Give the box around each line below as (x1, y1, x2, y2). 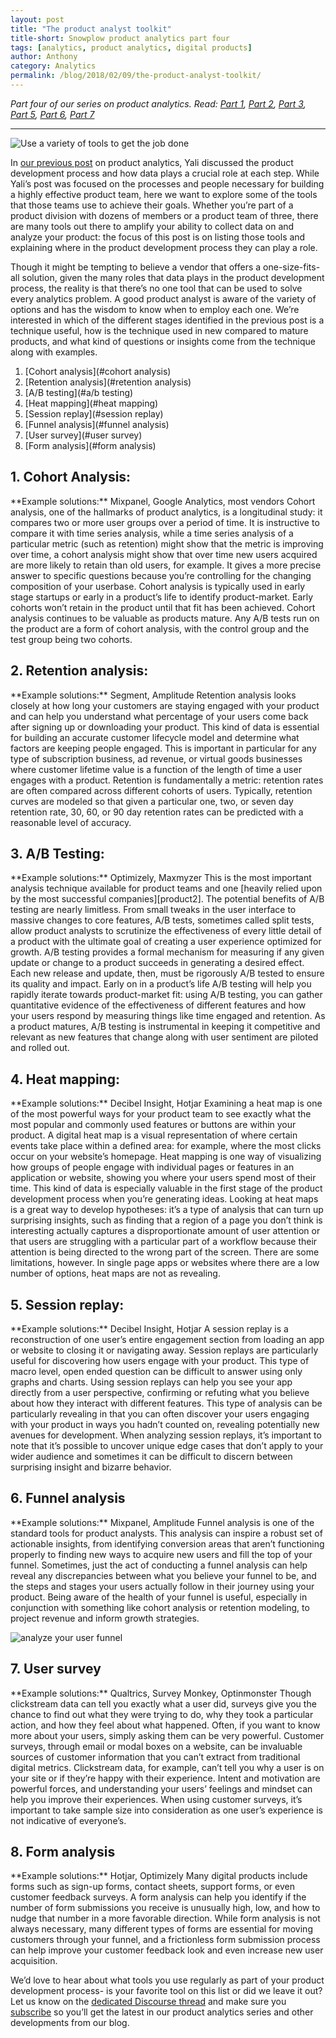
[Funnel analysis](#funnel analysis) (24, 418, 170, 430)
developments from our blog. (10, 2017, 130, 2029)
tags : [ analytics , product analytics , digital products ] (10, 42, 253, 53)
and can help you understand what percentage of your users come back (10, 710, 309, 722)
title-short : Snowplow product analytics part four (10, 33, 230, 43)
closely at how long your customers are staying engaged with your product (10, 699, 320, 711)
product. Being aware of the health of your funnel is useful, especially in (10, 1591, 308, 1603)
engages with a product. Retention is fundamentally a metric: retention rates (10, 774, 324, 786)
